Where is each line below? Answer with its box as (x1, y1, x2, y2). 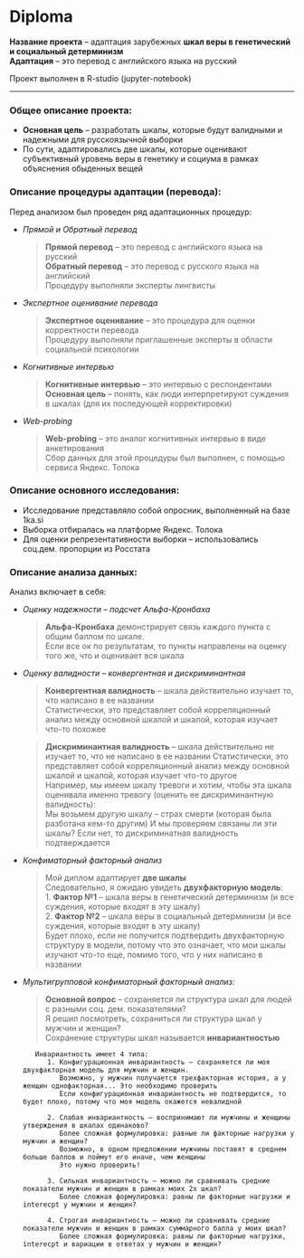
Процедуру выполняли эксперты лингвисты (44, 279, 215, 290)
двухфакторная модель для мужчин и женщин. (22, 1065, 190, 1075)
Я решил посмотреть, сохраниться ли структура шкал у (44, 1013, 262, 1024)
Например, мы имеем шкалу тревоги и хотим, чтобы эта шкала (44, 780, 292, 790)
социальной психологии (44, 344, 139, 355)
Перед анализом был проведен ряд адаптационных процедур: (9, 206, 252, 217)
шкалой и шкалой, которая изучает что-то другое (44, 771, 238, 781)
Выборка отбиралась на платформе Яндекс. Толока (22, 524, 223, 534)
